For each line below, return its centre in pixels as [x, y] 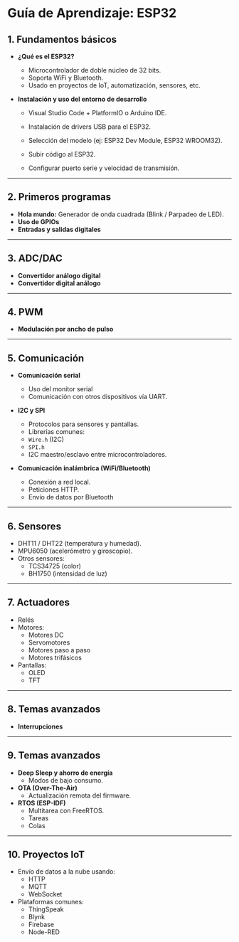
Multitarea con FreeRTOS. [66, 810]
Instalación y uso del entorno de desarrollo [82, 99]
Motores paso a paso [59, 650]
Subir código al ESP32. [62, 154]
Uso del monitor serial [60, 389]
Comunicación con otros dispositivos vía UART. [98, 397]
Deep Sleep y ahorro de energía [65, 773]
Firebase [41, 925]
